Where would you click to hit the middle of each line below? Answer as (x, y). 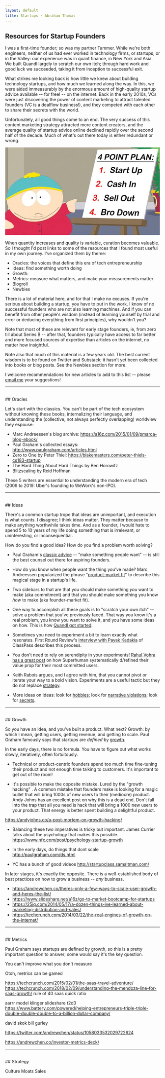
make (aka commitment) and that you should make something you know (85, 595)
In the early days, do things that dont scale (55, 850)
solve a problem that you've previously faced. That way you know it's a (84, 615)
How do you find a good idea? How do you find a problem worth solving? (79, 545)
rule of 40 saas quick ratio (60, 994)
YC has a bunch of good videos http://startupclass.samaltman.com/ (81, 864)
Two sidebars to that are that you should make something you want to (83, 590)
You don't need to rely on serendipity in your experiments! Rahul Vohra (84, 655)
